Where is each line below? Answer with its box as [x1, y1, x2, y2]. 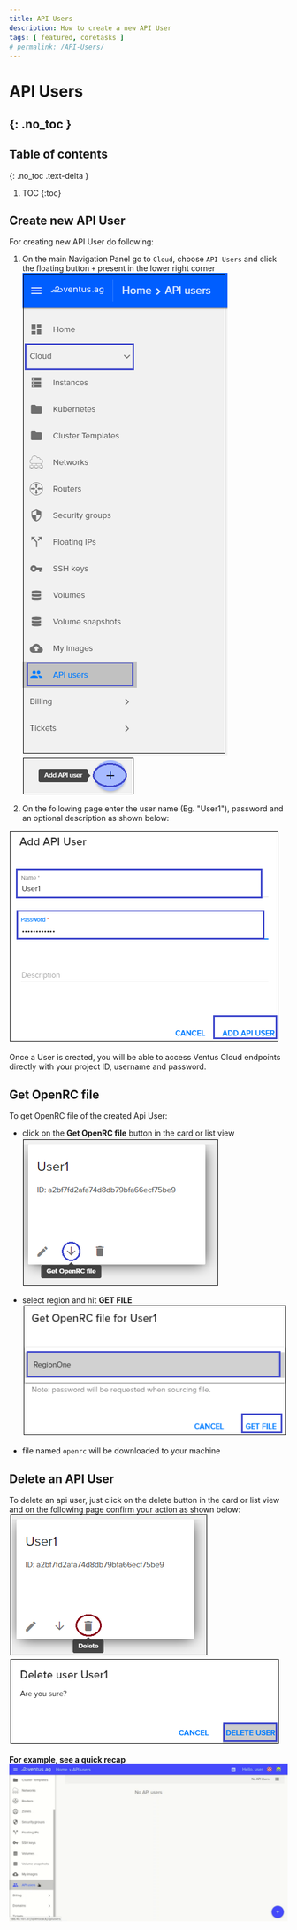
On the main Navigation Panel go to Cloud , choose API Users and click [21, 253, 277, 265]
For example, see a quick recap [9, 1755, 126, 1765]
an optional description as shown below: [21, 813, 170, 824]
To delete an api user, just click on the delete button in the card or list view [9, 1495, 280, 1506]
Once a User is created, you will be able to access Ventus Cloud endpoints [9, 1052, 281, 1063]
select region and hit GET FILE [21, 1295, 133, 1306]
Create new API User [9, 213, 126, 229]
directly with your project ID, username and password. [9, 1061, 207, 1072]
